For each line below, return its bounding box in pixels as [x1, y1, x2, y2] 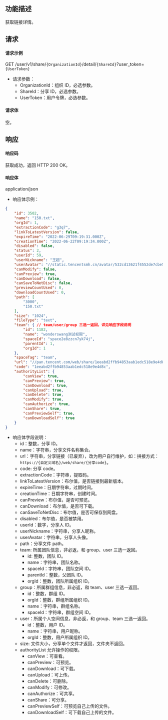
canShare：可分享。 [27, 697, 69, 703]
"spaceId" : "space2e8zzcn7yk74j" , [23, 336, 95, 341]
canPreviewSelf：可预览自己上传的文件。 [27, 703, 112, 709]
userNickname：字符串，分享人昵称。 [19, 528, 98, 534]
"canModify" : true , [23, 397, 64, 402]
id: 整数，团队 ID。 [27, 553, 66, 559]
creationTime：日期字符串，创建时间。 [19, 490, 100, 496]
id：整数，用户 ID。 [27, 622, 68, 628]
